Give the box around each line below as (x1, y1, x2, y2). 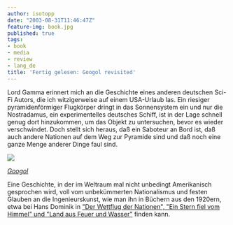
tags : (7, 36, 23, 43)
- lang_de (7, 62, 36, 69)
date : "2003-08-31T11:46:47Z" (7, 17, 96, 24)
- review (7, 56, 33, 63)
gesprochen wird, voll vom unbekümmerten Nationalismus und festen (7, 187, 208, 196)
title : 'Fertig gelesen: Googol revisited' (7, 68, 136, 75)
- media (7, 50, 30, 57)
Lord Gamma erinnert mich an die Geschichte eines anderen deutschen (7, 88, 213, 96)
